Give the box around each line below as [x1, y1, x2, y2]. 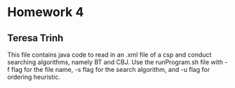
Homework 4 [7, 4, 84, 20]
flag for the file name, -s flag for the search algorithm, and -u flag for [11, 66, 210, 73]
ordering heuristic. [7, 73, 61, 81]
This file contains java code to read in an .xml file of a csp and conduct [7, 50, 212, 59]
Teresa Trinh [7, 32, 64, 44]
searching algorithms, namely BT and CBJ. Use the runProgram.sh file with [7, 58, 223, 66]
